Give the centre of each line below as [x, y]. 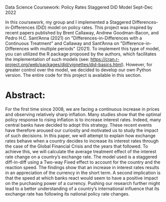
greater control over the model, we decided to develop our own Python [78, 70]
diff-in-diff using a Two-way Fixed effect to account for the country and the [83, 162]
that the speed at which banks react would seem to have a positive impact [82, 178]
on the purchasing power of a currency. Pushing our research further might [83, 183]
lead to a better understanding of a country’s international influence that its [82, 189]
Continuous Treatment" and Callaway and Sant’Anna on [62, 43]
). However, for [137, 65]
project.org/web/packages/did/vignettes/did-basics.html [64, 65]
